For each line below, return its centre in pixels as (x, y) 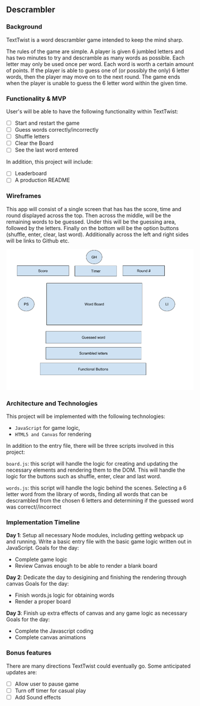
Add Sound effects (38, 697)
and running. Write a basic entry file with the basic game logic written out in (99, 541)
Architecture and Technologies (52, 403)
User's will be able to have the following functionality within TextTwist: (92, 111)
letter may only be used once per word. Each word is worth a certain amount (100, 64)
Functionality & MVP (36, 98)
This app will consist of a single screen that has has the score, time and (94, 209)
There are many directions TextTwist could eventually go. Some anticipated (99, 666)
